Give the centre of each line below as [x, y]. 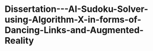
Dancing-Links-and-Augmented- [74, 30]
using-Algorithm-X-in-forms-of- [73, 20]
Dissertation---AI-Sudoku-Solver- [76, 9]
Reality [19, 41]
